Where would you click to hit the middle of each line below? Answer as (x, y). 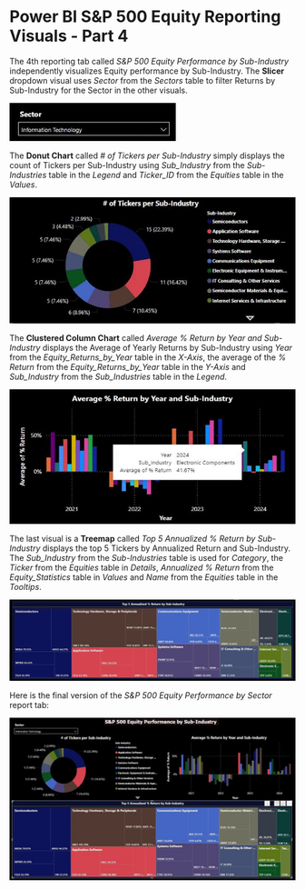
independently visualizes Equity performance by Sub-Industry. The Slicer (147, 71)
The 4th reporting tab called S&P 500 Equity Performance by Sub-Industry (149, 61)
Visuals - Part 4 (69, 36)
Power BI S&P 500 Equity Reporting (145, 17)
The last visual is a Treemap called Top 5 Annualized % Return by (133, 538)
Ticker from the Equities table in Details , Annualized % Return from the (142, 567)
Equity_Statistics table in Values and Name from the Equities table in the (144, 577)
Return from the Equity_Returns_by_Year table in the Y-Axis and (128, 367)
